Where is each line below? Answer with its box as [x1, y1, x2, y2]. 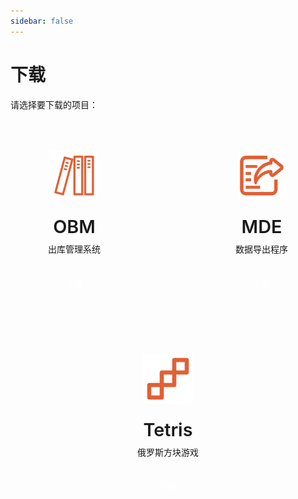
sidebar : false [10, 16, 74, 26]
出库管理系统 [48, 243, 101, 255]
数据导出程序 [235, 243, 288, 255]
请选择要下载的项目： [10, 98, 98, 110]
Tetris [143, 418, 193, 441]
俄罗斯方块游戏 [137, 446, 199, 458]
